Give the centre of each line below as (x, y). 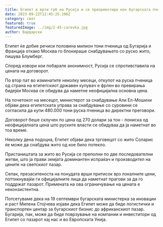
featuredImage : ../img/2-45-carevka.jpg (47, 28)
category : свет (20, 18)
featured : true (20, 23)
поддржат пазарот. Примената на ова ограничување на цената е (73, 184)
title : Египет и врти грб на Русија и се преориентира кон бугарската (78, 9)
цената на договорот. (27, 71)
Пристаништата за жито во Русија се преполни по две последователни (79, 154)
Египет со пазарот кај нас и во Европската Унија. (56, 219)
